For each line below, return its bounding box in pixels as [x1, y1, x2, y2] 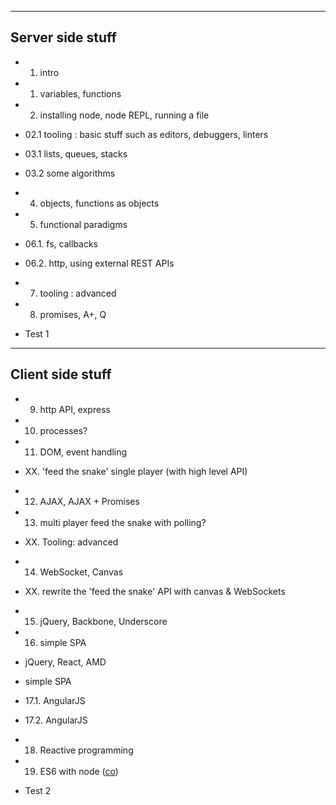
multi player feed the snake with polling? [39, 516, 207, 528]
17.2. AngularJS [24, 714, 88, 726]
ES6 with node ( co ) [39, 765, 119, 777]
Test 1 [24, 327, 50, 340]
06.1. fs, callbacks [24, 237, 98, 250]
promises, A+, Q [39, 308, 107, 320]
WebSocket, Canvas [39, 566, 124, 578]
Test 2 [24, 784, 52, 796]
